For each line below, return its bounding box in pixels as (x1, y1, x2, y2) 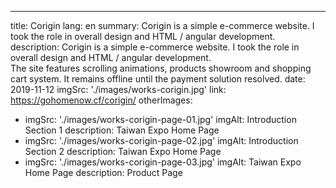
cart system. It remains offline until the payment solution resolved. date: (10, 73, 306, 85)
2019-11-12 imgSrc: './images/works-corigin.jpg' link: (10, 84, 227, 95)
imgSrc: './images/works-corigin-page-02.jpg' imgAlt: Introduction (24, 135, 299, 146)
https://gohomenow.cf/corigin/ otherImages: (10, 94, 193, 106)
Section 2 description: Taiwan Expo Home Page (24, 146, 222, 157)
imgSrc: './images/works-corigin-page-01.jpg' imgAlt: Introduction (24, 114, 297, 125)
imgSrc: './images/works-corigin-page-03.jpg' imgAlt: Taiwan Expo (24, 156, 302, 168)
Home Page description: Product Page (24, 167, 183, 178)
